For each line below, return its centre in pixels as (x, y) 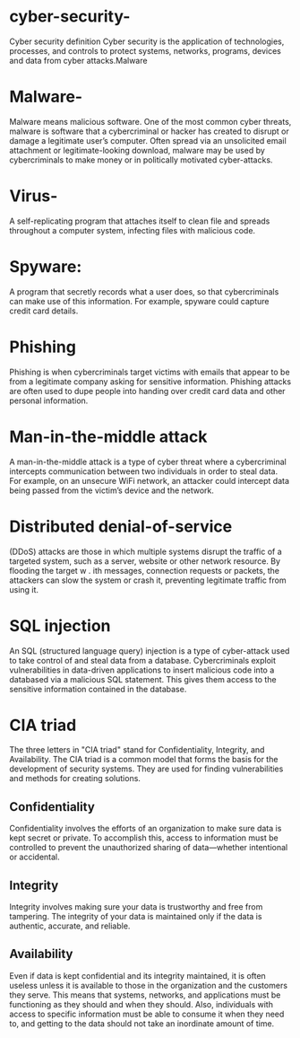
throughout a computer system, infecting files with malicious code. (133, 230)
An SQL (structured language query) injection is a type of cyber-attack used (150, 651)
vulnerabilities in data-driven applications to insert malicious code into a (142, 670)
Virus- (34, 196)
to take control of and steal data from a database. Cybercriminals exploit (142, 660)
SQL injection (60, 625)
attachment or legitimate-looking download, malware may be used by (137, 150)
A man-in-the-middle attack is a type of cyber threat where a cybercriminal (148, 462)
